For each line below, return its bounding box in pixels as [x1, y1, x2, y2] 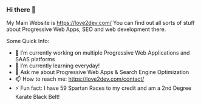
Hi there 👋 [6, 5, 36, 14]
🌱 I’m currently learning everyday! [15, 62, 100, 69]
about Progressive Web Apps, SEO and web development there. [6, 25, 166, 33]
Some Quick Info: [6, 38, 50, 45]
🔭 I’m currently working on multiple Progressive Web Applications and [15, 49, 190, 56]
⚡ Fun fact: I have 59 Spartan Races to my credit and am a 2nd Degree [15, 84, 192, 92]
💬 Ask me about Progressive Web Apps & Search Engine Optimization [15, 69, 189, 76]
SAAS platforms [15, 56, 55, 63]
